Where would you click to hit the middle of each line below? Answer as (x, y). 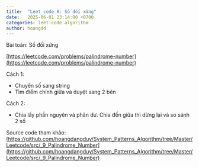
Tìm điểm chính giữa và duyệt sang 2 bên (65, 92)
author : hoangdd (26, 28)
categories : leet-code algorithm (47, 23)
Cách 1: (15, 74)
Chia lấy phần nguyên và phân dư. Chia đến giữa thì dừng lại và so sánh (102, 115)
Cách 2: (16, 104)
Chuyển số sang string (42, 86)
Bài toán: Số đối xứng (32, 45)
